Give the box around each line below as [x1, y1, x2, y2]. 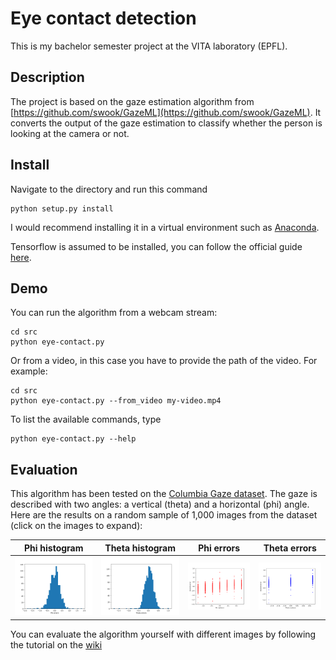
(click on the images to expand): [10, 520, 143, 532]
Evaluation [10, 461, 78, 478]
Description [10, 69, 85, 86]
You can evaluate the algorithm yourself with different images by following [10, 628, 317, 640]
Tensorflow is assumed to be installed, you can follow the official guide [10, 240, 303, 252]
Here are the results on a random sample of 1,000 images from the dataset [10, 509, 318, 521]
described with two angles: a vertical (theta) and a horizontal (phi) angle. [10, 498, 310, 511]
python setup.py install [10, 203, 114, 214]
